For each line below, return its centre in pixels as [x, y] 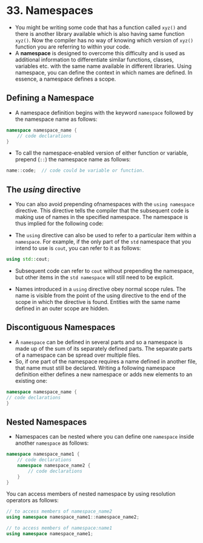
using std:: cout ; [28, 259]
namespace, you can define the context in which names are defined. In [104, 72]
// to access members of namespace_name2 [59, 511]
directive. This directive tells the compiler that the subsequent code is [102, 211]
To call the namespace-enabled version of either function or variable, [101, 153]
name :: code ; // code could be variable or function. [76, 170]
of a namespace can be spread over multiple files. [78, 355]
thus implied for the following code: [59, 224]
